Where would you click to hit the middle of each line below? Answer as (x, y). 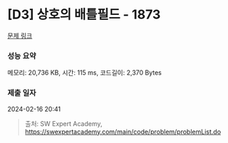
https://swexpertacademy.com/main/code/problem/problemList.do (123, 132)
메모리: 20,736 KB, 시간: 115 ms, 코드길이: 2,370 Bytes (84, 73)
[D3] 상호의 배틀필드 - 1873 (84, 15)
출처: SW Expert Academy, (63, 123)
